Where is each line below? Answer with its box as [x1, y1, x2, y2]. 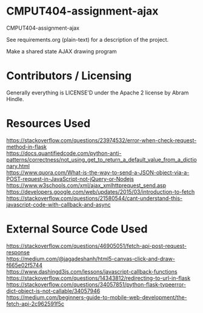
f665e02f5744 [6, 262, 43, 269]
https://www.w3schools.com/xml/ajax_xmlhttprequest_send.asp [6, 182, 167, 189]
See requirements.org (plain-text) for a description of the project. [6, 36, 169, 43]
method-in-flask [6, 143, 47, 150]
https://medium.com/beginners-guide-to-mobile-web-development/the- [6, 294, 187, 301]
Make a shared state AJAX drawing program [6, 47, 117, 55]
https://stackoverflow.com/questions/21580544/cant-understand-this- [6, 194, 183, 202]
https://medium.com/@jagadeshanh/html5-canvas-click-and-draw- [6, 255, 176, 262]
